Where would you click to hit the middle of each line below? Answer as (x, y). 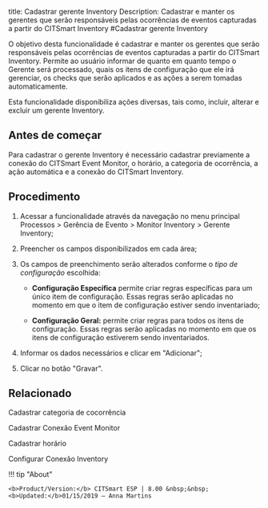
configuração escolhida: (60, 272)
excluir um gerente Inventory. (57, 110)
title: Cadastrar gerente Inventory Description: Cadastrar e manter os (122, 12)
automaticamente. (38, 86)
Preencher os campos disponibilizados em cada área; (108, 248)
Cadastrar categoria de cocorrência (67, 413)
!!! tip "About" (30, 474)
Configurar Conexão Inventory (58, 459)
